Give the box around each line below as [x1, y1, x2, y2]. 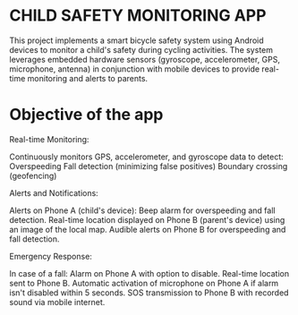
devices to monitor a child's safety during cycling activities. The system [9, 44, 273, 55]
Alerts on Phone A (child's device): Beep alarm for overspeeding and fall [9, 205, 276, 216]
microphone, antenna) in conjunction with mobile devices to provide [9, 64, 260, 74]
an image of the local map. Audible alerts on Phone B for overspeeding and [9, 224, 286, 234]
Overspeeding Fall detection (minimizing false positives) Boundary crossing [9, 160, 288, 171]
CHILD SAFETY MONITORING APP [9, 5, 267, 26]
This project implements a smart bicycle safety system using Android [9, 35, 264, 46]
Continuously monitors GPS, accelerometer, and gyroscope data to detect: [9, 151, 284, 162]
